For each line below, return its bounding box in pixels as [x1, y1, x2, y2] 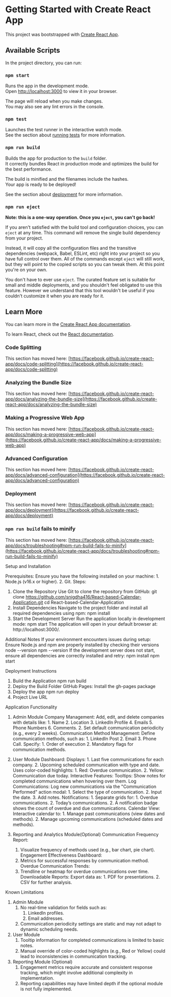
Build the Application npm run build [12, 678, 87, 684]
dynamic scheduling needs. [20, 926, 78, 932]
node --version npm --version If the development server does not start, [5, 647, 155, 653]
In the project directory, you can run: [5, 60, 82, 66]
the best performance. [5, 166, 52, 172]
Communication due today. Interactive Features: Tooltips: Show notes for [12, 772, 166, 778]
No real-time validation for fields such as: [20, 904, 107, 910]
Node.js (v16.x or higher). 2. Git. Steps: [5, 578, 87, 584]
